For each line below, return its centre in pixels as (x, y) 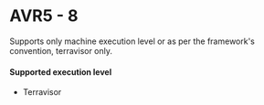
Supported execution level (61, 72)
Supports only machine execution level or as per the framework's (132, 41)
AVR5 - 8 (44, 16)
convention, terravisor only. (61, 50)
